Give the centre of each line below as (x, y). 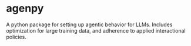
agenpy (25, 8)
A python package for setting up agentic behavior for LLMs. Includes (89, 24)
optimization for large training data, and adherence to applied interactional (96, 30)
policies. (16, 37)
